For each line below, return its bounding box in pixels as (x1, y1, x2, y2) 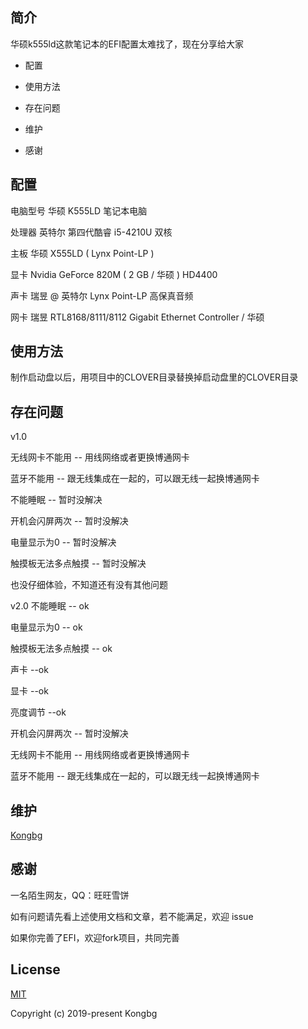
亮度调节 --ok (10, 706, 67, 718)
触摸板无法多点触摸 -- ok (10, 643, 113, 655)
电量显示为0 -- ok (10, 621, 83, 633)
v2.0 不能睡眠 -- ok (10, 600, 90, 612)
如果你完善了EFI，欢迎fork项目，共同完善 (10, 931, 180, 943)
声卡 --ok (10, 664, 49, 676)
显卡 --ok (10, 685, 49, 697)
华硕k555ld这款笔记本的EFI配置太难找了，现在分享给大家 (10, 38, 245, 50)
